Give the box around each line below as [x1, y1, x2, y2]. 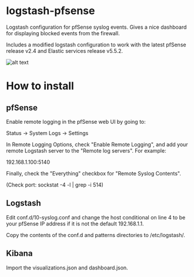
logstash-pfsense [6, 4, 95, 18]
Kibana [6, 248, 33, 259]
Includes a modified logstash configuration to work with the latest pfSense [6, 41, 186, 48]
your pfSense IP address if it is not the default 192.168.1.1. [6, 220, 144, 227]
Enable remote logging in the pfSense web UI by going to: [6, 118, 146, 125]
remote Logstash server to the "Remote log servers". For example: [6, 147, 166, 154]
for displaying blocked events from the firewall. [6, 29, 120, 36]
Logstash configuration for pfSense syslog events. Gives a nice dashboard [6, 23, 187, 31]
